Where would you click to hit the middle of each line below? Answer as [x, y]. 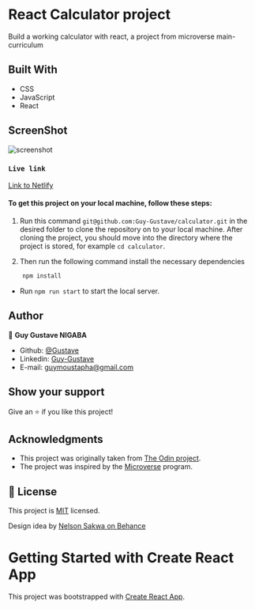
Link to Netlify [31, 185]
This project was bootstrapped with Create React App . [97, 597]
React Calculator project [90, 15]
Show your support [56, 392]
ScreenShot [38, 131]
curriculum [26, 44]
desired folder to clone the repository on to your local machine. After [131, 229]
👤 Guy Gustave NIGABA [47, 335]
